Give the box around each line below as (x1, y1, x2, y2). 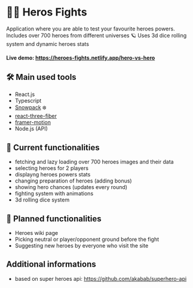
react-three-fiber (14, 113, 57, 120)
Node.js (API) (14, 125, 48, 132)
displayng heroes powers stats (14, 171, 91, 178)
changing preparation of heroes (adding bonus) (14, 177, 133, 184)
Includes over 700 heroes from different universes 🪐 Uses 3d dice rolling (6, 32, 187, 39)
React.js (14, 91, 35, 98)
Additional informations (6, 259, 97, 270)
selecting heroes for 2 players (14, 165, 88, 172)
